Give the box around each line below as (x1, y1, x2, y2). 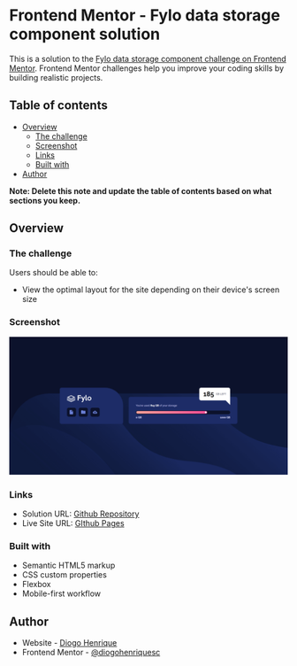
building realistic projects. (9, 72, 103, 82)
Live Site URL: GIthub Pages (21, 518, 126, 529)
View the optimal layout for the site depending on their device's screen (21, 284, 280, 295)
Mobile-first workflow (21, 588, 102, 599)
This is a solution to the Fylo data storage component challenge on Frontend (9, 53, 287, 64)
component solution (9, 24, 161, 44)
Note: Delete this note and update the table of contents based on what (9, 185, 272, 196)
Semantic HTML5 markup (21, 560, 116, 571)
